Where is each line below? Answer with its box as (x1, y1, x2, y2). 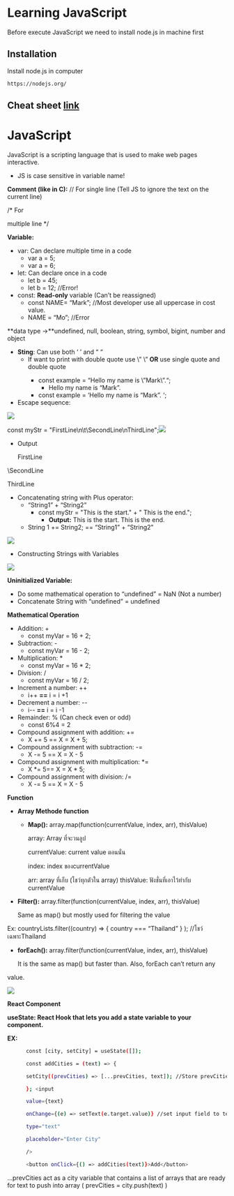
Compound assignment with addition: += (17, 728, 134, 736)
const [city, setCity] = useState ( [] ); (25, 1047, 141, 1054)
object (7, 334, 26, 343)
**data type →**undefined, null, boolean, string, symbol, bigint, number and (7, 327, 226, 335)
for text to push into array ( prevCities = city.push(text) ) (7, 1181, 168, 1189)
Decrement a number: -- (17, 698, 88, 706)
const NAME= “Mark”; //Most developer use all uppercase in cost (27, 298, 216, 306)
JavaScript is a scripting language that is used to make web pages (7, 150, 198, 158)
